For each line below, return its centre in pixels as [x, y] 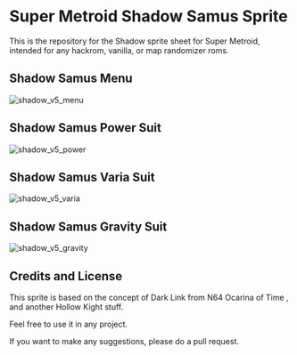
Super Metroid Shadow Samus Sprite [148, 16]
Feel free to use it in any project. [68, 324]
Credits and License [66, 276]
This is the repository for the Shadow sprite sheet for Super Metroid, [135, 41]
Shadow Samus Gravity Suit [88, 226]
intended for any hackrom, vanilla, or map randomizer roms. [119, 50]
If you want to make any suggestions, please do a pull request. [124, 341]
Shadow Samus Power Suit [86, 128]
